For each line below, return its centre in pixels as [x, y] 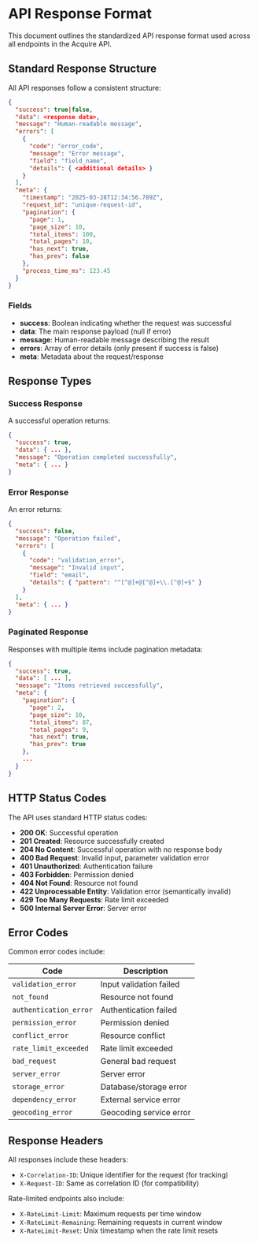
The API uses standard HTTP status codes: [78, 817]
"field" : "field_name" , [68, 161]
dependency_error [44, 1100]
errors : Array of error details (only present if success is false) [119, 348]
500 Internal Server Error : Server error [83, 908]
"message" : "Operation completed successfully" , [96, 457]
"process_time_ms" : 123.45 [66, 271]
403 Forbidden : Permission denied [76, 874]
